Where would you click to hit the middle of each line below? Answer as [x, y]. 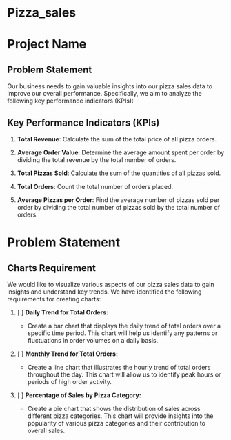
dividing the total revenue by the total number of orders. [97, 160]
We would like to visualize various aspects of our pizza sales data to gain [111, 284]
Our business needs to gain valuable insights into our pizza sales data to [110, 86]
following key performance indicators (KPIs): [70, 101]
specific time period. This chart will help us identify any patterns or [122, 333]
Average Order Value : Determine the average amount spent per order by [121, 152]
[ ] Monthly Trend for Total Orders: [68, 354]
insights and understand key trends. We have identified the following [104, 292]
